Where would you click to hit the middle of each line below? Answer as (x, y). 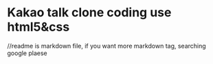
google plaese (27, 53)
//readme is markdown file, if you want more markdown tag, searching (106, 46)
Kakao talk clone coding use (89, 13)
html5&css (38, 27)
